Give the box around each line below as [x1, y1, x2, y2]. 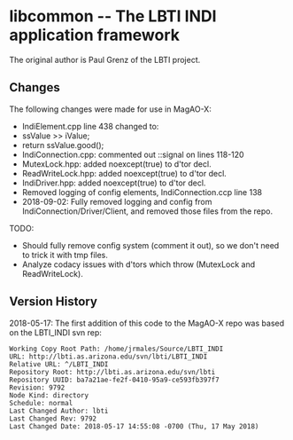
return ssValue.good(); [21, 139, 104, 150]
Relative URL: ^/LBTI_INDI [9, 359, 109, 369]
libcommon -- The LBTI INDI [9, 6, 217, 27]
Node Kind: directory [9, 390, 89, 400]
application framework [9, 25, 180, 45]
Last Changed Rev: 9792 [9, 414, 97, 423]
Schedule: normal [9, 398, 73, 407]
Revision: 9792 [9, 383, 66, 392]
